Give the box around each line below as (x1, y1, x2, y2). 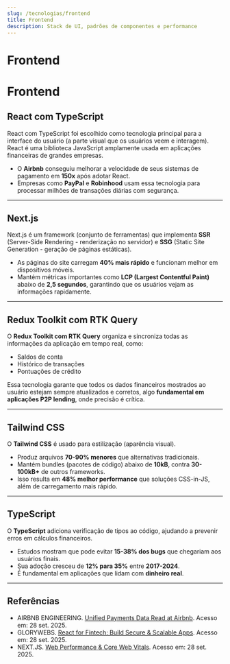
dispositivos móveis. (16, 265, 75, 274)
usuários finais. (16, 554, 60, 562)
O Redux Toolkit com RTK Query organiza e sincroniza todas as (7, 332, 188, 340)
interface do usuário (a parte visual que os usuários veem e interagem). (7, 137, 209, 145)
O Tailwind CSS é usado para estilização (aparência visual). (7, 440, 176, 448)
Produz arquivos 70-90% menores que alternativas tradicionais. (16, 453, 200, 461)
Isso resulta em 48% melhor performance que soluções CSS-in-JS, (16, 475, 210, 483)
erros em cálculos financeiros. (7, 534, 92, 542)
